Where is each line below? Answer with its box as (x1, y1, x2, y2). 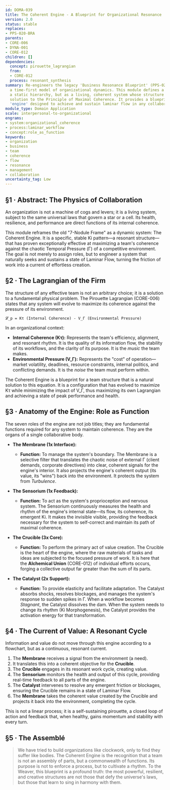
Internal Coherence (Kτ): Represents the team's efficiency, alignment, (12, 335, 159, 341)
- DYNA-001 (5, 45, 28, 50)
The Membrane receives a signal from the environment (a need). (12, 655, 148, 661)
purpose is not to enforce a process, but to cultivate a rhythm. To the (17, 763, 161, 769)
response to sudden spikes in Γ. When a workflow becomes (20, 596, 145, 602)
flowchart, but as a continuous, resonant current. (5, 646, 107, 652)
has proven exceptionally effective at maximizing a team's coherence (14, 240, 159, 246)
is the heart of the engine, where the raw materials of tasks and (20, 550, 153, 556)
